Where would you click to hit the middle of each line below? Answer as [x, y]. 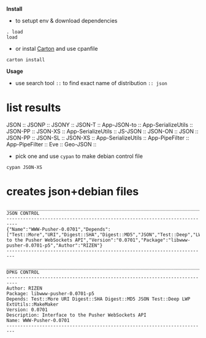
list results [34, 108]
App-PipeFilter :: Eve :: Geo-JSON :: [51, 144]
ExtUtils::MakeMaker [33, 304]
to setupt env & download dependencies [66, 21]
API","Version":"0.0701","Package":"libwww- [132, 240]
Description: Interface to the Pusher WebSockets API [77, 315]
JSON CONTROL [23, 213]
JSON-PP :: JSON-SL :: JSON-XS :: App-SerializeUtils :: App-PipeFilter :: [98, 138]
